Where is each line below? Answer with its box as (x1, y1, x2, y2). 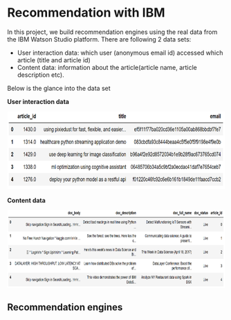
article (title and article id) (17, 55, 91, 64)
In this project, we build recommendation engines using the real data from (7, 28, 218, 36)
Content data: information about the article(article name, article (17, 63, 197, 71)
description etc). (17, 71, 64, 79)
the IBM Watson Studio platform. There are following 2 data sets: (7, 35, 192, 43)
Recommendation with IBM (7, 5, 165, 21)
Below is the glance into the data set (7, 84, 111, 92)
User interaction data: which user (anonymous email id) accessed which (17, 48, 223, 57)
